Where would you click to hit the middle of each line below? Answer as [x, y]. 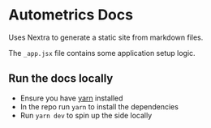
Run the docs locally [61, 79]
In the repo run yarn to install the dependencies [99, 106]
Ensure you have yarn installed [71, 98]
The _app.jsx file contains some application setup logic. [102, 53]
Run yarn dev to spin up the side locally [86, 115]
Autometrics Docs [71, 15]
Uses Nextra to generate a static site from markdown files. [106, 37]
